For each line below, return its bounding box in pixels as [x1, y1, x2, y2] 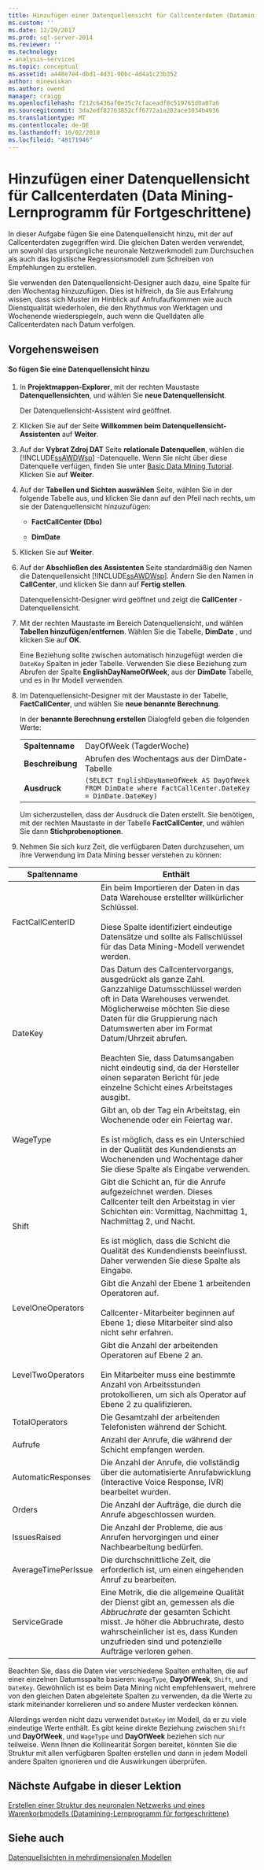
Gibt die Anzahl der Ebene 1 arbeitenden [101, 1278, 251, 1289]
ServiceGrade [12, 1616, 64, 1627]
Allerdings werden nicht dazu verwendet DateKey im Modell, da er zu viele [8, 1715, 247, 1724]
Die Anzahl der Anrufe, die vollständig [101, 1457, 240, 1468]
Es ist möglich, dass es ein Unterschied [101, 1135, 245, 1146]
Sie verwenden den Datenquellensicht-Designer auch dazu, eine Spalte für [8, 278, 251, 287]
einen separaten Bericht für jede [101, 1072, 220, 1083]
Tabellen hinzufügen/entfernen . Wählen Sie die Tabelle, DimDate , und [19, 627, 253, 636]
